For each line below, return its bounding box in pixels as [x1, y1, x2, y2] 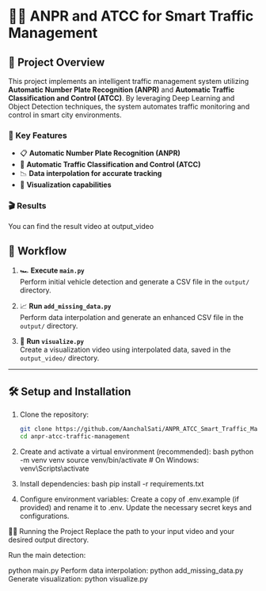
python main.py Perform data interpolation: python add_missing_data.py [8, 566, 244, 575]
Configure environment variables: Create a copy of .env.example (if [19, 494, 240, 504]
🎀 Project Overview [8, 55, 105, 69]
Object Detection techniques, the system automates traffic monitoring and [8, 102, 250, 111]
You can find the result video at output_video [8, 221, 154, 231]
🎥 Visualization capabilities [19, 180, 112, 189]
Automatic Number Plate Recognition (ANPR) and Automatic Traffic [8, 85, 235, 94]
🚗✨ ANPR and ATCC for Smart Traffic [8, 7, 254, 25]
